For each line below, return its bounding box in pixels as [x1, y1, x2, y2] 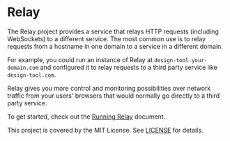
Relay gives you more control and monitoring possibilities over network [7, 84, 211, 92]
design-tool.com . [7, 70, 56, 79]
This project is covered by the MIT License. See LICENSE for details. [7, 126, 204, 134]
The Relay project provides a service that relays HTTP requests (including [7, 27, 220, 36]
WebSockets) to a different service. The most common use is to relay [7, 34, 206, 43]
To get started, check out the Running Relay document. [7, 112, 166, 121]
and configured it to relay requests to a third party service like [40, 63, 217, 71]
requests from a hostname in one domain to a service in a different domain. [7, 42, 223, 50]
